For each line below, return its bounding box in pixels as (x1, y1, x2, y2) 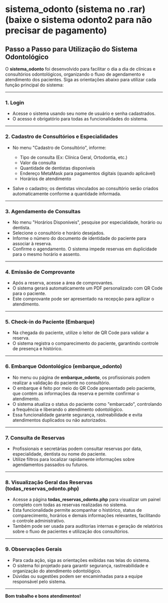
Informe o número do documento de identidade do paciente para (12, 235, 146, 241)
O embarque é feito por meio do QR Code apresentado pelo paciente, (12, 385, 156, 391)
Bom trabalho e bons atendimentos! (5, 593, 81, 599)
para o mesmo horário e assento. (12, 251, 81, 257)
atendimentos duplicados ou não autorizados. (12, 417, 107, 423)
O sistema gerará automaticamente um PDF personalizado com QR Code (12, 285, 163, 291)
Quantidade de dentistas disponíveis (19, 165, 95, 171)
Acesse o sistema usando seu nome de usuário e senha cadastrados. (12, 110, 156, 116)
